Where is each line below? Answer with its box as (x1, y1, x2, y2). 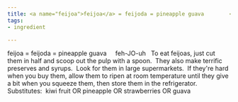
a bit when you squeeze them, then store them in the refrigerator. (7, 79, 198, 88)
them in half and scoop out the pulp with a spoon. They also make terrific (7, 57, 223, 65)
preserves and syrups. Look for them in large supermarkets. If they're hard (7, 64, 229, 73)
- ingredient (7, 23, 46, 30)
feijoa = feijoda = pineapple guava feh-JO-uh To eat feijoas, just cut (7, 49, 216, 57)
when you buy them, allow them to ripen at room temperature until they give (7, 72, 229, 80)
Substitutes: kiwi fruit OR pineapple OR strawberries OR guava (7, 86, 191, 96)
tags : (7, 17, 23, 24)
